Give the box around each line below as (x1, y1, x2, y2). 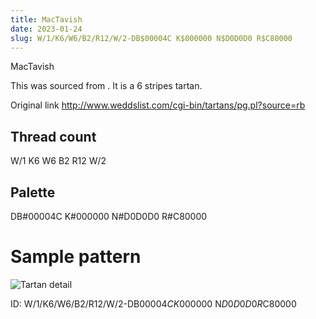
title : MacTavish (10, 14, 83, 25)
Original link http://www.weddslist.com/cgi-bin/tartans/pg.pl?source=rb (10, 99, 306, 111)
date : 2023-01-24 (10, 24, 83, 34)
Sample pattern (10, 246, 142, 268)
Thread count (10, 128, 97, 145)
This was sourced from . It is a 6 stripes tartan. (10, 80, 203, 92)
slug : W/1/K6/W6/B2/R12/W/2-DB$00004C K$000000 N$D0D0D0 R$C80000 (10, 33, 293, 43)
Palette (10, 184, 56, 201)
